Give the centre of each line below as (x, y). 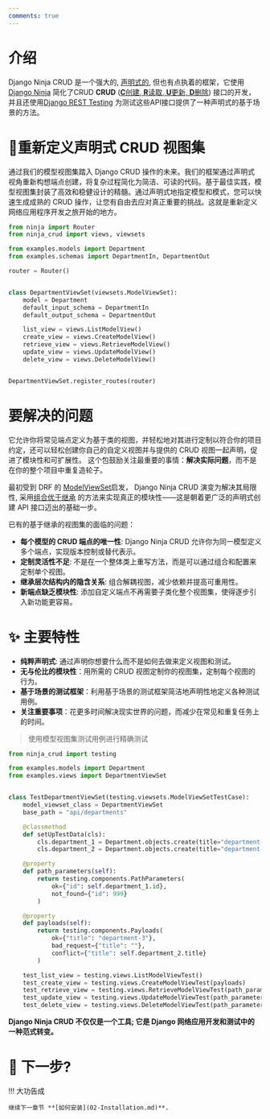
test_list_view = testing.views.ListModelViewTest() (113, 975)
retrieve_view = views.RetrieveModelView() (97, 345)
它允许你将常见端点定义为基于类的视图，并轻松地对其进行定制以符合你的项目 (135, 440)
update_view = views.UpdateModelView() (90, 352)
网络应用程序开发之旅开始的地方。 (65, 212)
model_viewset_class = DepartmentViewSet (93, 805)
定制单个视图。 (45, 572)
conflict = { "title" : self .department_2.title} (129, 953)
